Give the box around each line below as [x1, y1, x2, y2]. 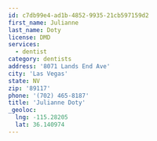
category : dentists [8, 56, 72, 63]
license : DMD [8, 33, 51, 42]
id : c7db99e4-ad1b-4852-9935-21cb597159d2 [8, 11, 149, 20]
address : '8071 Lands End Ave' [8, 63, 111, 70]
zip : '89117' [8, 84, 51, 92]
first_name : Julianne [8, 19, 79, 27]
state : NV [8, 77, 41, 85]
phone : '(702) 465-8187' [8, 92, 89, 99]
